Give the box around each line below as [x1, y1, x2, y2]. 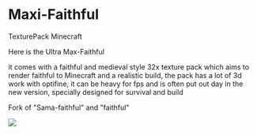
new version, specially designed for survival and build [8, 87, 183, 96]
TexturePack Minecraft [8, 32, 83, 41]
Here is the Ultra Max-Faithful [8, 47, 105, 56]
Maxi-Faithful [8, 6, 99, 24]
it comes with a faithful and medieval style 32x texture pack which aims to [8, 62, 250, 72]
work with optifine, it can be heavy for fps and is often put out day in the [8, 79, 244, 88]
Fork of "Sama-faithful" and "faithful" [8, 103, 130, 112]
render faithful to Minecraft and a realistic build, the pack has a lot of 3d [8, 70, 243, 80]
